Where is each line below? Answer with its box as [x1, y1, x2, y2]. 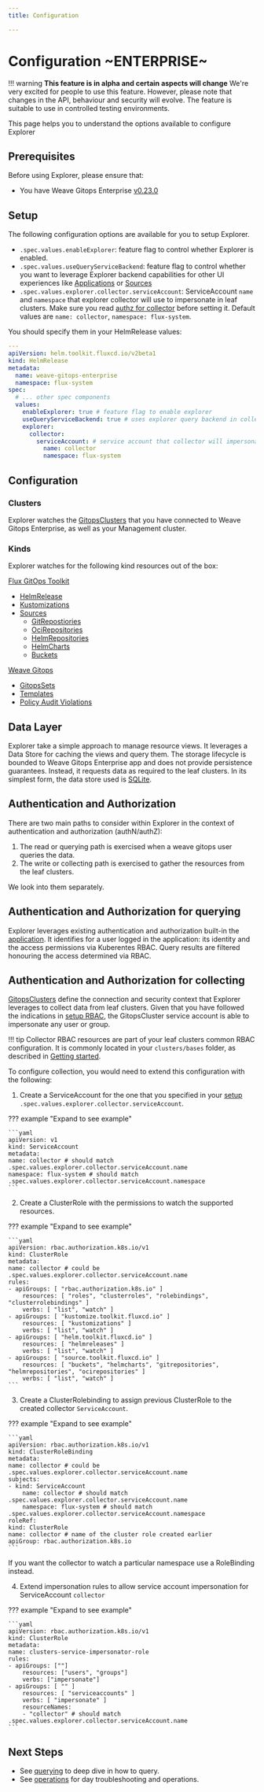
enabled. [19, 253, 49, 263]
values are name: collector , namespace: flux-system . [19, 312, 192, 321]
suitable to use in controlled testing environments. [8, 103, 170, 113]
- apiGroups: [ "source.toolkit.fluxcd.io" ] [8, 1354, 159, 1362]
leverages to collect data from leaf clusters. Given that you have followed [8, 1003, 245, 1012]
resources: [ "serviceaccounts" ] [22, 1690, 135, 1698]
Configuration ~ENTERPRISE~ [8, 52, 208, 70]
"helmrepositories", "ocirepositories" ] [8, 1368, 146, 1376]
